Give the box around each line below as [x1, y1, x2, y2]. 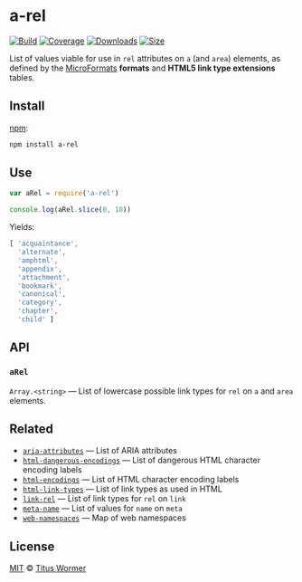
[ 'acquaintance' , [9, 239, 79, 249]
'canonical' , [17, 290, 67, 299]
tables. [9, 72, 35, 82]
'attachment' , [17, 272, 71, 281]
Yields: [9, 222, 35, 233]
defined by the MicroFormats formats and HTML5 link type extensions [9, 62, 276, 73]
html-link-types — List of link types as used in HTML [22, 483, 223, 494]
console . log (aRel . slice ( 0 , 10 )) [9, 205, 131, 215]
